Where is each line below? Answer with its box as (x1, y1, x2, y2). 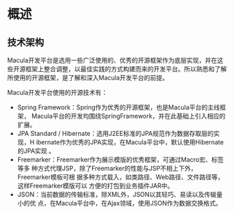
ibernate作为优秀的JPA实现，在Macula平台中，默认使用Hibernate (36, 138, 224, 146)
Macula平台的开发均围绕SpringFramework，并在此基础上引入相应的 (31, 112, 226, 120)
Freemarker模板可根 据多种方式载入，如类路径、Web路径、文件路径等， (17, 173, 224, 181)
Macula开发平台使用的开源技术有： (7, 89, 108, 96)
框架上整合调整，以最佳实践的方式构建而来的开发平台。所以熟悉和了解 (25, 65, 227, 73)
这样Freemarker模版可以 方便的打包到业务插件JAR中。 (17, 182, 174, 190)
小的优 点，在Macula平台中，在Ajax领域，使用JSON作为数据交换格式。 (17, 199, 222, 207)
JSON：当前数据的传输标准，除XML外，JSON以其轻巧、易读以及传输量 (17, 190, 223, 199)
